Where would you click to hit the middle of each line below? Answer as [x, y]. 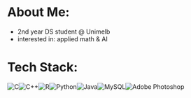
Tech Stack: [43, 68]
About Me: [38, 12]
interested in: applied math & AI [63, 38]
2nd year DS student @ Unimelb [64, 31]
